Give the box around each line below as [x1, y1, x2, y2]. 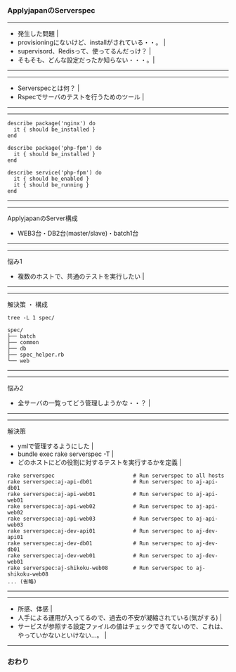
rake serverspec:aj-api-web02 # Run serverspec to [7, 503, 193, 510]
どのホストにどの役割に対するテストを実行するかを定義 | [17, 458, 182, 467]
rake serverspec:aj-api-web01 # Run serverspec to [7, 490, 193, 498]
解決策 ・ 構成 [7, 300, 48, 309]
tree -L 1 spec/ [7, 315, 55, 322]
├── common [7, 339, 39, 346]
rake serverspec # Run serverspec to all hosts [7, 472, 225, 479]
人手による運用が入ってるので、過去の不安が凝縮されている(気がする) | [17, 614, 223, 622]
